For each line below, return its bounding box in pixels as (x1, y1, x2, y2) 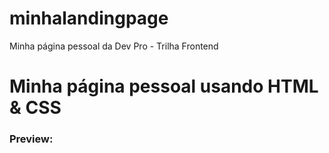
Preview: (9, 132, 54, 146)
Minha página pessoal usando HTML (9, 75, 319, 98)
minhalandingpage (9, 7, 169, 30)
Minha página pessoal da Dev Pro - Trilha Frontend (9, 40, 219, 52)
